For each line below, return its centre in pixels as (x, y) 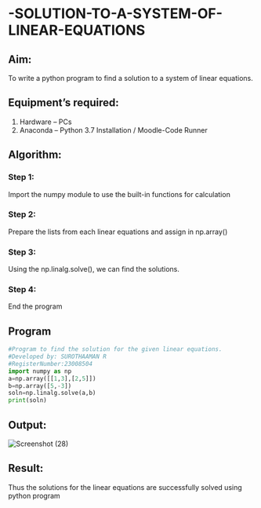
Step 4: (22, 290)
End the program (35, 306)
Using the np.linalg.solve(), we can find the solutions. (94, 269)
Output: (27, 425)
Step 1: (21, 177)
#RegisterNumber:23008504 (50, 364)
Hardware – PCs (45, 122)
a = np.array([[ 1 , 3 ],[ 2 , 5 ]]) (52, 378)
